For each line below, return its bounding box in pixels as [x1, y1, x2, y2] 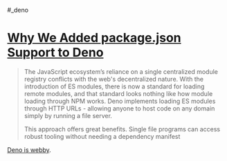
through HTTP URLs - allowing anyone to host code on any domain [24, 104, 215, 113]
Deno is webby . [7, 145, 52, 154]
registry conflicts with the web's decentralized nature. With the [24, 75, 204, 83]
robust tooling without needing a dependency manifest [24, 132, 181, 140]
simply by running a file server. [24, 111, 113, 120]
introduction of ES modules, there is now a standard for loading [24, 82, 205, 91]
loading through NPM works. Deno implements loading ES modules [24, 97, 216, 105]
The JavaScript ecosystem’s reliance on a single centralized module [24, 67, 219, 75]
